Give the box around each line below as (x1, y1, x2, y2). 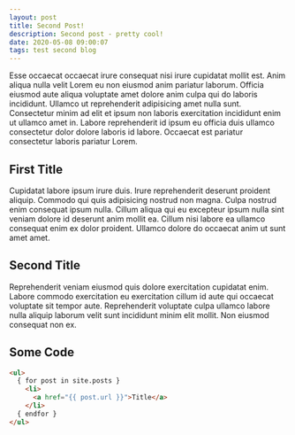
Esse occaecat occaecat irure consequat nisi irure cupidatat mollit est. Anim (9, 70, 286, 81)
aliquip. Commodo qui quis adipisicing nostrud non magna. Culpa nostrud (9, 194, 276, 205)
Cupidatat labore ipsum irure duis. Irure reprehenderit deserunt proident (9, 185, 271, 196)
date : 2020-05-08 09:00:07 (9, 37, 109, 47)
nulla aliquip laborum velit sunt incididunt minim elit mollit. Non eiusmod (9, 309, 269, 320)
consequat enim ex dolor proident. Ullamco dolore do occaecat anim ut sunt (9, 222, 286, 233)
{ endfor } (17, 409, 57, 418)
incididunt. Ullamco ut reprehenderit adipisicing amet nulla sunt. (9, 98, 242, 109)
